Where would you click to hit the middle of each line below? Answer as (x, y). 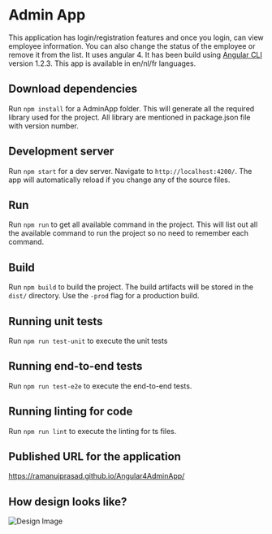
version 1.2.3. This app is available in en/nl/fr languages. (102, 63)
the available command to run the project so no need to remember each (129, 233)
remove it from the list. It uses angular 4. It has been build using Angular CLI (135, 54)
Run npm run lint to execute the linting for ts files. (93, 431)
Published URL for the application (95, 457)
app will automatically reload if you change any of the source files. (119, 180)
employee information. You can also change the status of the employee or (132, 46)
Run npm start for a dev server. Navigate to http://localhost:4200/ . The (130, 171)
